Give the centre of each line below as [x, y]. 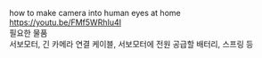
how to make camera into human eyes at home [95, 13]
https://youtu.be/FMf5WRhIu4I [65, 22]
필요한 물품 [29, 33]
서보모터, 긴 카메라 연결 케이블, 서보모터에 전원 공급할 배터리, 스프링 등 [131, 44]
